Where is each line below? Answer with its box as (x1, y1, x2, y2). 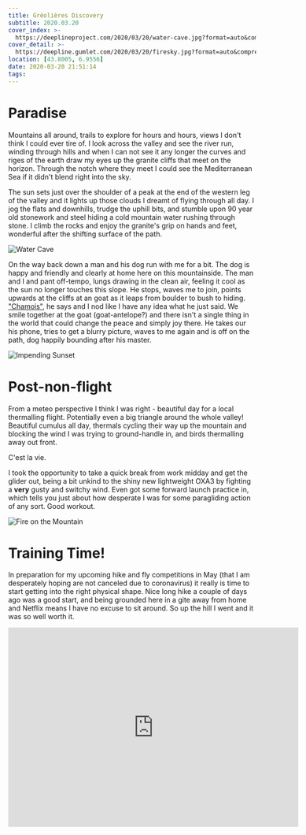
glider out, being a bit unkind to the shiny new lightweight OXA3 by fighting (8, 476, 252, 485)
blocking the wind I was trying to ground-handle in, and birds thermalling (8, 429, 244, 438)
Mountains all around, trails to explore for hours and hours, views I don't (8, 130, 241, 139)
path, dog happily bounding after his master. (8, 335, 152, 344)
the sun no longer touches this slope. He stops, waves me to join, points (8, 284, 241, 294)
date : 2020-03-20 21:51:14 (8, 63, 97, 71)
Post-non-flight (8, 377, 112, 395)
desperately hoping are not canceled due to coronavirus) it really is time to (8, 578, 250, 588)
